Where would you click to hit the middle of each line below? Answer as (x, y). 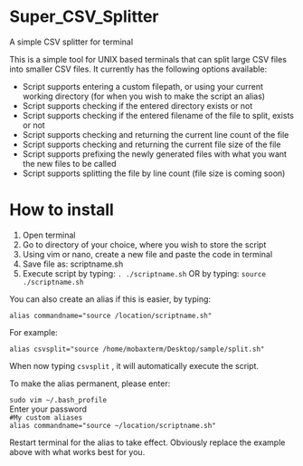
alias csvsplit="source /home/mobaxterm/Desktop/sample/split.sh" (137, 349)
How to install (62, 210)
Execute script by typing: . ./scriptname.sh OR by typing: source (144, 273)
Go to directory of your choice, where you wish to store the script (144, 244)
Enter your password (48, 409)
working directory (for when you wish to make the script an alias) (143, 96)
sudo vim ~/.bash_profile (58, 400)
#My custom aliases (46, 417)
